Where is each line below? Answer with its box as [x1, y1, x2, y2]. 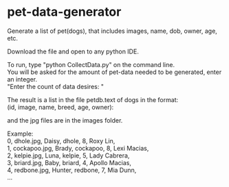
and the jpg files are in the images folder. [7, 116, 123, 124]
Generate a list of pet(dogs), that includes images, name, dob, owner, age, [7, 27, 218, 35]
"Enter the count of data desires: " [7, 82, 105, 90]
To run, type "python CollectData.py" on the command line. [7, 60, 175, 68]
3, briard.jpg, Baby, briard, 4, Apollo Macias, [7, 158, 132, 166]
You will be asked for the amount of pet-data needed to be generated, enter [7, 68, 222, 76]
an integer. [7, 75, 38, 83]
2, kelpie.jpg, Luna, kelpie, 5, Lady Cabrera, [7, 151, 130, 160]
